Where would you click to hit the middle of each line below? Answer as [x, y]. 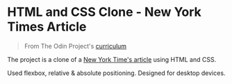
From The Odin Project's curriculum [75, 46]
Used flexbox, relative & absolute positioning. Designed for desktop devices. [116, 73]
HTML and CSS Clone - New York [104, 12]
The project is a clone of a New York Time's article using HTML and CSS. [112, 59]
